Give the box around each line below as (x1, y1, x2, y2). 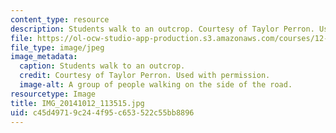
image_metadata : (10, 52, 78, 62)
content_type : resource (10, 14, 110, 25)
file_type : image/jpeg (10, 42, 105, 53)
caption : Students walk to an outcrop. (19, 61, 186, 71)
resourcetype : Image (10, 89, 97, 99)
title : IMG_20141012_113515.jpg (10, 98, 145, 108)
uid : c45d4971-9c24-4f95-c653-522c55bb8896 (10, 107, 195, 118)
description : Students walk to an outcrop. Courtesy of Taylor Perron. (10, 24, 315, 34)
